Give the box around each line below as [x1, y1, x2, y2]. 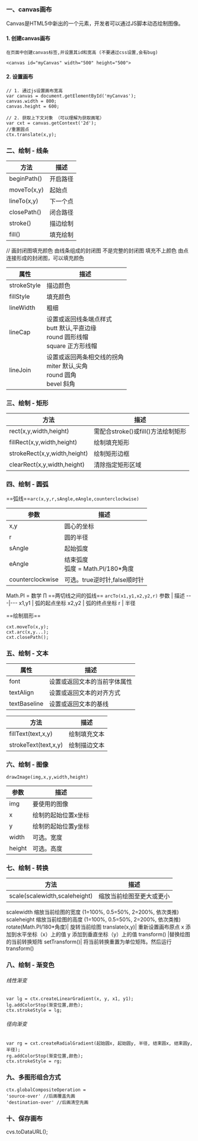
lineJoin [9, 366, 31, 374]
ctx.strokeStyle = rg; [6, 1058, 62, 1064]
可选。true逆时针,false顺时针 [64, 575, 144, 584]
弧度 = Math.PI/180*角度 [64, 564, 135, 572]
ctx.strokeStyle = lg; [6, 1007, 62, 1013]
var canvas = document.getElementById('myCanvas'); [6, 93, 136, 99]
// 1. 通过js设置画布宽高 [6, 87, 63, 93]
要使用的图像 [32, 800, 69, 808]
